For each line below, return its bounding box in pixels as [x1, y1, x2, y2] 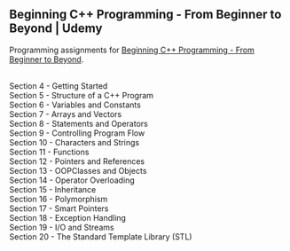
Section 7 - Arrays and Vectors [9, 108, 122, 119]
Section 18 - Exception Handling [9, 212, 127, 223]
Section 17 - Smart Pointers [9, 203, 109, 214]
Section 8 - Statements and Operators [9, 118, 148, 129]
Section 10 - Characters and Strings [9, 137, 140, 147]
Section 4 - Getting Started [9, 80, 108, 91]
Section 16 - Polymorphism [9, 193, 108, 204]
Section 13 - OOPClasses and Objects [9, 165, 147, 176]
